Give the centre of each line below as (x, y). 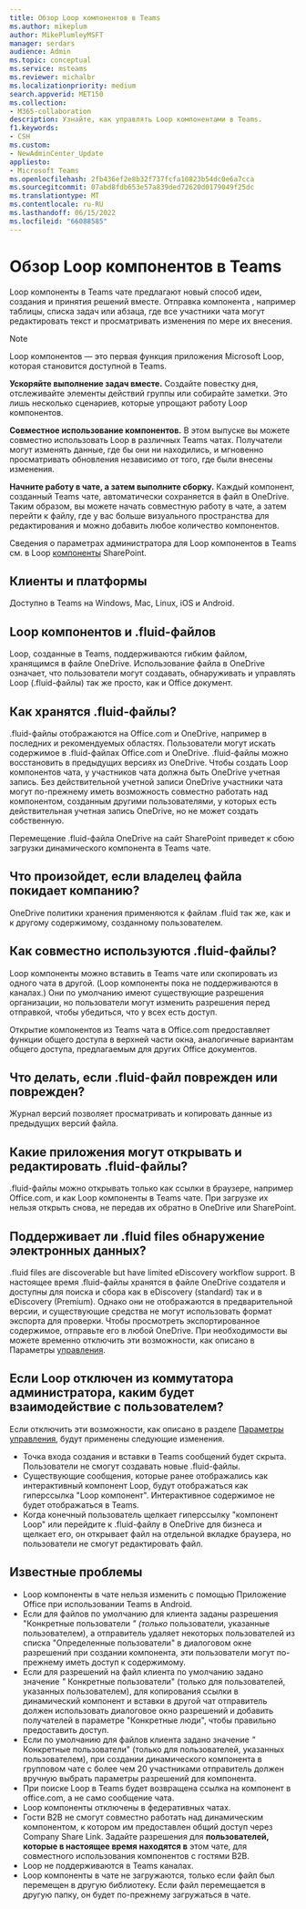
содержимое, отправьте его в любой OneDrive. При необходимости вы (148, 1331)
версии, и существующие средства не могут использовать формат (141, 1311)
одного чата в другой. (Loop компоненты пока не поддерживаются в (144, 983)
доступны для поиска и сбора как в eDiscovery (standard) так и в (136, 1292)
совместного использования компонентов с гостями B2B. (136, 1855)
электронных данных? (78, 1250)
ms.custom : (30, 145)
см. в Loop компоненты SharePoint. (78, 552)
